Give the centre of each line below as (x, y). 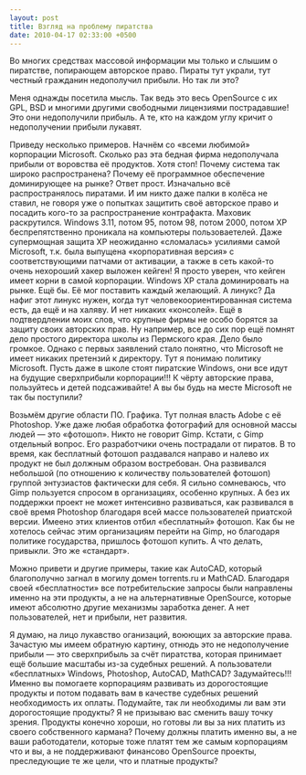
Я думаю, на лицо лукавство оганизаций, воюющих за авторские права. (151, 635)
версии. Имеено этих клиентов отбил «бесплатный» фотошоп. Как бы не (152, 522)
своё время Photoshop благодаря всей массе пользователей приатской (151, 512)
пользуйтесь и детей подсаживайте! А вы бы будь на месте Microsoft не (151, 387)
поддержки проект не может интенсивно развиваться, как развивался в (152, 503)
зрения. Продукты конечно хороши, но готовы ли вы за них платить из (148, 722)
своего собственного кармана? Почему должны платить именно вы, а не (153, 732)
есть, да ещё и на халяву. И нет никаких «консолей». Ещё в (126, 310)
